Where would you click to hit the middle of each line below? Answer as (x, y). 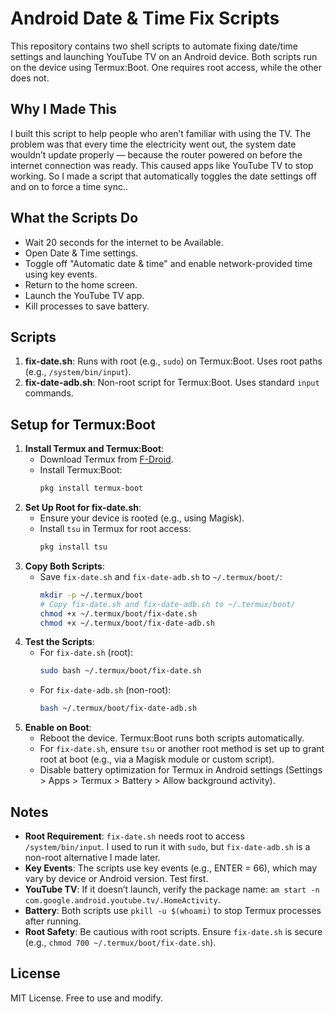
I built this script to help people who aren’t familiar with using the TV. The (161, 133)
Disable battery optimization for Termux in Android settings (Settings (181, 770)
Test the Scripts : (59, 642)
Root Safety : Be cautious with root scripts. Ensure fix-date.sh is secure (173, 931)
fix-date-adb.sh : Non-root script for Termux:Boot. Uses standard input (172, 383)
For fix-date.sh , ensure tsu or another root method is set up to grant (182, 749)
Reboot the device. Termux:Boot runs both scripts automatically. (172, 738)
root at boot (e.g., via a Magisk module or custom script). (157, 759)
